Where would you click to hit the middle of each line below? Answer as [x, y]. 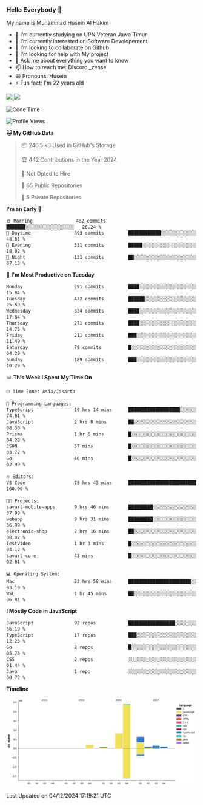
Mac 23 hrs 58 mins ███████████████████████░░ [101, 582]
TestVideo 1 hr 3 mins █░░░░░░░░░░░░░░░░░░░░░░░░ [101, 544]
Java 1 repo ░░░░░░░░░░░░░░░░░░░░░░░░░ [101, 672]
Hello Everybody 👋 [34, 10]
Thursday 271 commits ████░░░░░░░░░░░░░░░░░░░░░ [101, 323]
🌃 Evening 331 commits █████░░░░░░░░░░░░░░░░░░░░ [101, 246]
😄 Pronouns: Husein [41, 76]
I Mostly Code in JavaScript [42, 611]
